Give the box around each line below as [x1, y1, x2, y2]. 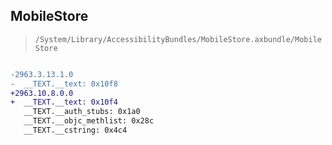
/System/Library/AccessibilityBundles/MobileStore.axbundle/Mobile [34, 34, 322, 44]
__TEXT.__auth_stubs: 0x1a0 [23, 107, 141, 117]
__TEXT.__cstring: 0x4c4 [23, 125, 128, 136]
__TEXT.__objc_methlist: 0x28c [23, 116, 155, 126]
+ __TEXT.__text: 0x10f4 [10, 97, 118, 108]
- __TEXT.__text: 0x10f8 [10, 79, 118, 89]
